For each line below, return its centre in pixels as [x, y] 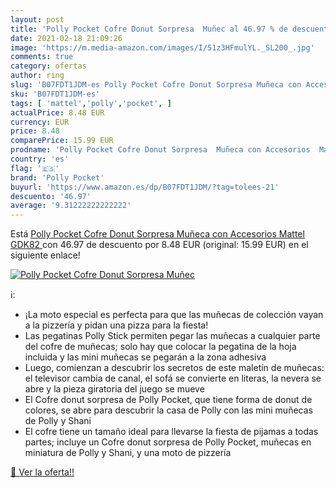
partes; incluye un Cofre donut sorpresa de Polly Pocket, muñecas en [168, 442]
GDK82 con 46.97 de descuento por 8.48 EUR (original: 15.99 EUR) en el [159, 245]
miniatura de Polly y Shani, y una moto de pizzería [128, 453]
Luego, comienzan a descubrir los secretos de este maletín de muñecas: [174, 368]
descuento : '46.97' [51, 196]
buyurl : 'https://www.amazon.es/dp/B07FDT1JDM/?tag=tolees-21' [145, 187]
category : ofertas [48, 66]
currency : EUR [40, 122]
